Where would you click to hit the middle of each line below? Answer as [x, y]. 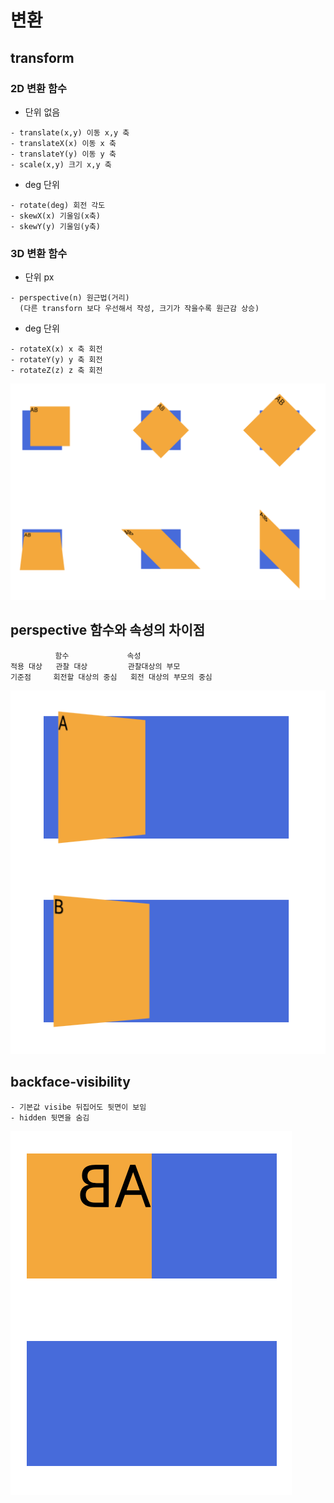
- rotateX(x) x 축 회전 [56, 349]
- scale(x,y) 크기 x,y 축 [61, 164]
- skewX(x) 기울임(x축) [55, 216]
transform [42, 57]
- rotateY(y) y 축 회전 [56, 360]
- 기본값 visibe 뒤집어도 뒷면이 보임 [78, 1107]
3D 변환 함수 [39, 253]
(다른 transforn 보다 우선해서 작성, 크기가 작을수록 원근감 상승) [139, 309]
